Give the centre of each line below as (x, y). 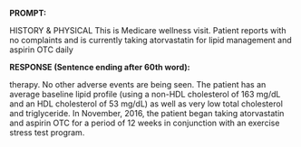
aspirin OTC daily (42, 50)
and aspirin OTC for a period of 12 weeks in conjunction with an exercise (145, 123)
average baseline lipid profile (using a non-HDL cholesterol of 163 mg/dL (145, 94)
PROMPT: (28, 13)
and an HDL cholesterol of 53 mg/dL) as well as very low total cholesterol (146, 104)
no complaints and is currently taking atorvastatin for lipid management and (150, 40)
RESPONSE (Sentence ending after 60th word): (100, 67)
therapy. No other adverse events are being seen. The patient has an (138, 84)
